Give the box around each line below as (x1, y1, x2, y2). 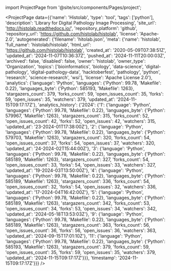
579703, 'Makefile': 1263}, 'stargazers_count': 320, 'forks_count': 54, (5, 135, 151, 140)
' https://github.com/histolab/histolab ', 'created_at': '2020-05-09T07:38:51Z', (5, 47, 166, 53)
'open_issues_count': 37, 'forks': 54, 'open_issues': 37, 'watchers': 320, (5, 140, 156, 146)
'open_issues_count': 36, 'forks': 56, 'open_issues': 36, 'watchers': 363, (5, 227, 157, 233)
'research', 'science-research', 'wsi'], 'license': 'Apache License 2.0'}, (5, 75, 153, 80)
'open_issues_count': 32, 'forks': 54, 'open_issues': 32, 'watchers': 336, (5, 184, 157, 190)
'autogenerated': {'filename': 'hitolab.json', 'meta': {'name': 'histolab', (15, 36, 161, 42)
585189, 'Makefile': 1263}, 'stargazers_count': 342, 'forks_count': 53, (5, 200, 151, 206)
